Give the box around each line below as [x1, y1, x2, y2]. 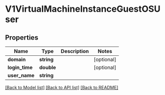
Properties [5, 33, 39, 42]
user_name [7, 72, 35, 79]
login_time [7, 64, 33, 71]
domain [7, 56, 26, 63]
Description [61, 48, 89, 54]
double [39, 64, 56, 71]
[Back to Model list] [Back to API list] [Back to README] [5, 85, 119, 90]
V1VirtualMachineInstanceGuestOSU [5, 3, 161, 15]
